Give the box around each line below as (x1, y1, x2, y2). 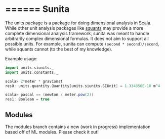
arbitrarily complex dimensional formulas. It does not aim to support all (5, 36, 149, 42)
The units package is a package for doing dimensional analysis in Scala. (5, 20, 152, 26)
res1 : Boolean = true (5, 97, 50, 102)
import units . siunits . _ (5, 65, 54, 70)
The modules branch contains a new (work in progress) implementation (5, 124, 151, 130)
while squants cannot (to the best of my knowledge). (5, 46, 113, 52)
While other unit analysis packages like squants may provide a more (5, 25, 144, 31)
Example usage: (5, 55, 38, 61)
